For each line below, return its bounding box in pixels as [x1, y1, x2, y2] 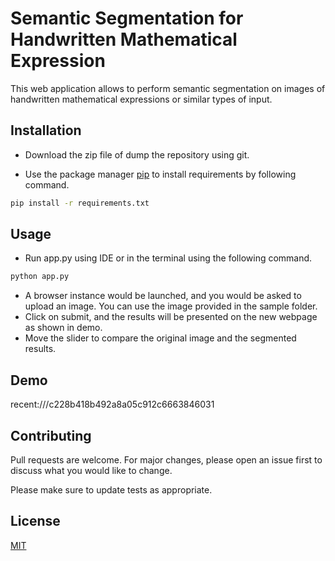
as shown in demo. [24, 322, 103, 334]
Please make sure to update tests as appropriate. [10, 483, 213, 496]
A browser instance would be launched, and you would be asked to [24, 290, 302, 302]
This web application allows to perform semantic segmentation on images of [10, 82, 326, 94]
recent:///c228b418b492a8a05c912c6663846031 [10, 398, 215, 411]
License [10, 513, 61, 530]
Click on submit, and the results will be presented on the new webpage [24, 311, 318, 323]
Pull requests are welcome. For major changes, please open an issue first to [10, 453, 323, 466]
